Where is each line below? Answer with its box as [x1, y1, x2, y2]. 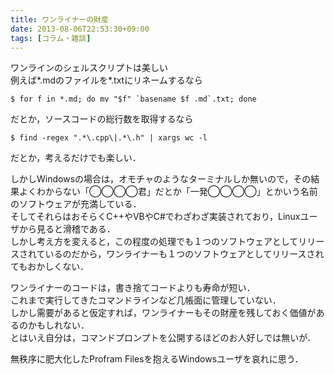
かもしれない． [27, 319, 90, 331]
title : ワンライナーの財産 [10, 14, 109, 25]
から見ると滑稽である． [18, 223, 116, 235]
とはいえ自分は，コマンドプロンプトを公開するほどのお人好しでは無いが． [10, 332, 317, 344]
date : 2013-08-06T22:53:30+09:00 [10, 24, 150, 34]
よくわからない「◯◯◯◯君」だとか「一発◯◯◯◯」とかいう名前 [18, 186, 318, 198]
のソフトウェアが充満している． [10, 198, 142, 210]
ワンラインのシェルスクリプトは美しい [10, 62, 168, 74]
